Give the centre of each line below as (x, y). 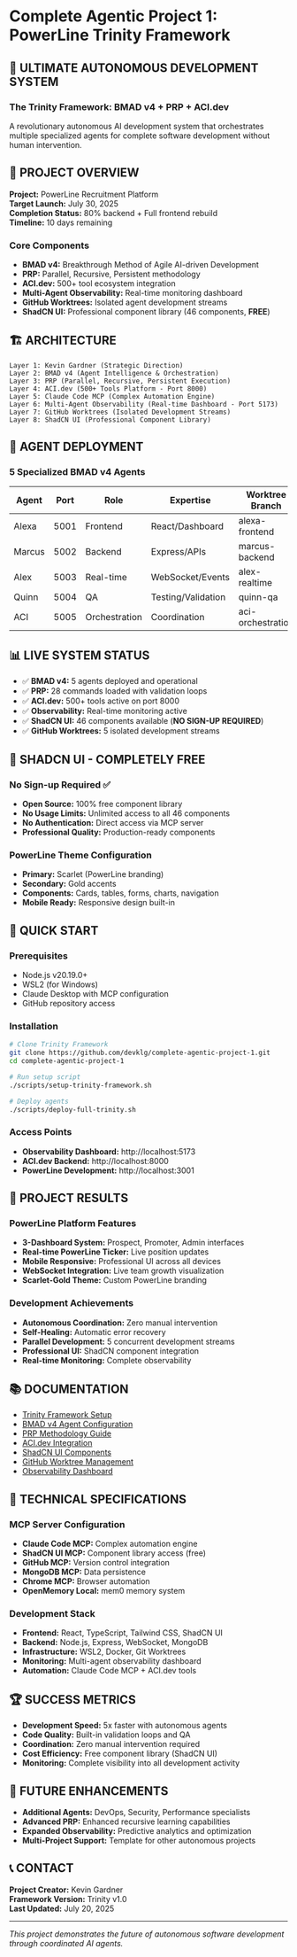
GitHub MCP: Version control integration (96, 1563)
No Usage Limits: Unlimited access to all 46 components (126, 813)
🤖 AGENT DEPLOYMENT (76, 447)
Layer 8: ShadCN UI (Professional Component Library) (110, 419)
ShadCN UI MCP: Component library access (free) (114, 1553)
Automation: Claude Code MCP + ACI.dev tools (109, 1671)
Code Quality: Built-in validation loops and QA (106, 1735)
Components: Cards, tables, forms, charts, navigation (120, 893)
